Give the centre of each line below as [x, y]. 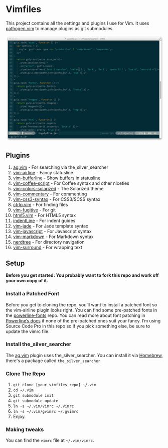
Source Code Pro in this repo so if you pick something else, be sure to [78, 326]
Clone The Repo [26, 374]
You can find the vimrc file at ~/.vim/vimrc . [50, 440]
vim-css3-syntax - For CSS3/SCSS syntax [57, 199]
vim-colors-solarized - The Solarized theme [58, 189]
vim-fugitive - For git [34, 210]
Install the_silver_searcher [39, 344]
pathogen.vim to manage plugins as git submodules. [60, 28]
